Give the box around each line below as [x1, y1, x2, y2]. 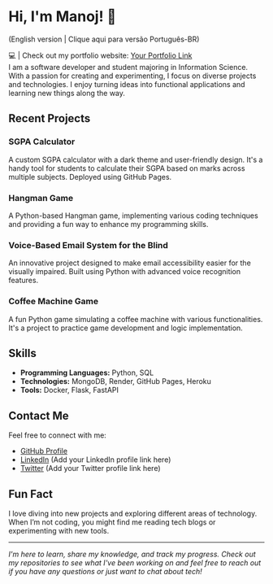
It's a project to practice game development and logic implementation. [8, 323, 244, 333]
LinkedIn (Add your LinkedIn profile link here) [19, 455, 171, 464]
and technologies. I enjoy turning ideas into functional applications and [8, 79, 245, 89]
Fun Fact [8, 487, 53, 501]
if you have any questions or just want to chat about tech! [8, 566, 203, 576]
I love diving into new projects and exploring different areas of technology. [8, 508, 258, 518]
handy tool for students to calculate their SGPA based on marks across [8, 163, 245, 173]
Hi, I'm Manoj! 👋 [8, 7, 117, 26]
